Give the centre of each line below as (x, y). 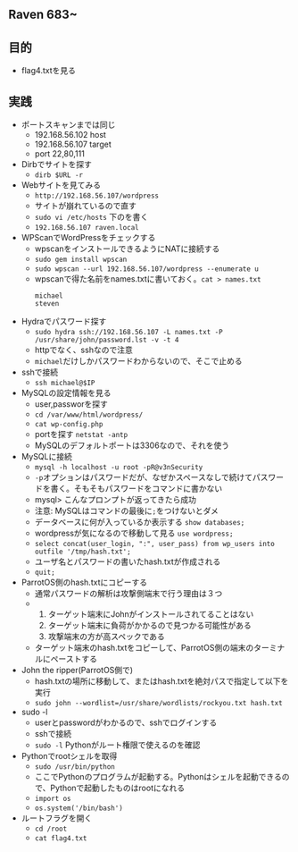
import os (53, 799)
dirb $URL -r (59, 175)
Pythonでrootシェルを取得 (69, 756)
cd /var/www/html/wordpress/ (89, 415)
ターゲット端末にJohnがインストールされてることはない (151, 614)
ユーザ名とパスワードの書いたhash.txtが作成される (128, 561)
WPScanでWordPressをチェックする (88, 238)
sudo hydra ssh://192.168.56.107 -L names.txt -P (129, 333)
